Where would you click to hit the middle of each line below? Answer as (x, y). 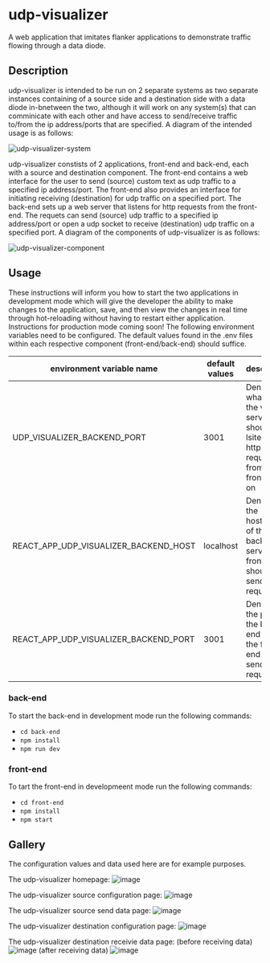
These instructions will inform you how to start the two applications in (123, 292)
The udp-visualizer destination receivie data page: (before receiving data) (131, 941)
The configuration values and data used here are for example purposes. (127, 863)
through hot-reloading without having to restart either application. (117, 318)
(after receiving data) (74, 950)
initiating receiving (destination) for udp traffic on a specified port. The (125, 198)
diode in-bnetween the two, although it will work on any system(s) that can (132, 107)
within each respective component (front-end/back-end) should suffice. (127, 344)
